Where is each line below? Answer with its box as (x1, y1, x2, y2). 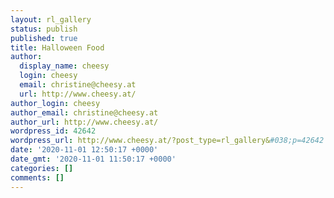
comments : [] (10, 172, 65, 183)
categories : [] (10, 163, 74, 173)
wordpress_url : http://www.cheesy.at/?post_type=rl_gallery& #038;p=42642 (10, 136, 325, 146)
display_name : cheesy (19, 61, 110, 71)
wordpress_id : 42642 (10, 126, 97, 136)
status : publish (10, 24, 78, 34)
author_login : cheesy (10, 98, 101, 108)
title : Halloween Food (10, 42, 105, 53)
